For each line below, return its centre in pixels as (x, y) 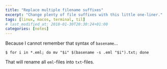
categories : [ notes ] (27, 29)
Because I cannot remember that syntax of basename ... (62, 43)
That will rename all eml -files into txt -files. (50, 62)
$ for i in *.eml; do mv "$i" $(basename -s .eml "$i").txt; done (77, 53)
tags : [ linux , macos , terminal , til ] (45, 19)
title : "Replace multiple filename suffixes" (54, 10)
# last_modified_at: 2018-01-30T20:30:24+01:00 (57, 24)
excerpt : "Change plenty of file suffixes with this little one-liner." (84, 15)
